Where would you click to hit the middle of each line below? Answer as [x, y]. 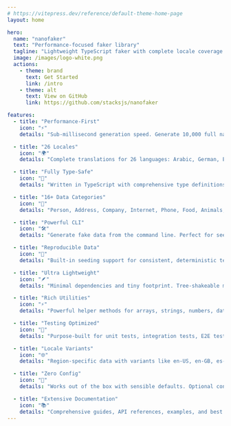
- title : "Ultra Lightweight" [56, 273]
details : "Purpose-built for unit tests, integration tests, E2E [115, 336]
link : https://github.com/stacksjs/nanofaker [91, 103]
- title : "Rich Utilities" [52, 298]
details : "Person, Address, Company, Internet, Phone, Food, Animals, [123, 210]
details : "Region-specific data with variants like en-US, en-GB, [117, 361]
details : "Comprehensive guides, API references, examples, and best [121, 412]
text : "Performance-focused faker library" [76, 45]
